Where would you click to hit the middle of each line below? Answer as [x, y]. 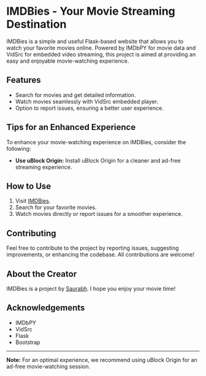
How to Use [29, 186]
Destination [36, 24]
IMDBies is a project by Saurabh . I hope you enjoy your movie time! [91, 289]
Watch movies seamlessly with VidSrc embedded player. [86, 101]
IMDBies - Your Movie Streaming [91, 11]
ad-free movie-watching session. [48, 366]
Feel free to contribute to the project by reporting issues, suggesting [93, 248]
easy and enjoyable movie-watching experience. [68, 61]
